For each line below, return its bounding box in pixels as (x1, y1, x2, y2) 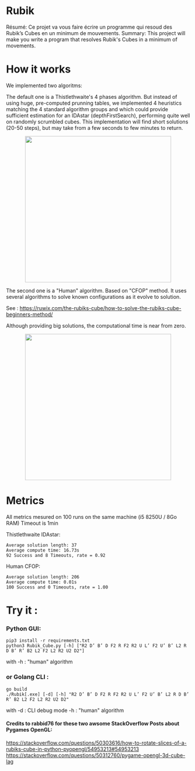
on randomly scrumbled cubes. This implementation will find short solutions (6, 118, 189, 125)
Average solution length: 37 (6, 542, 77, 548)
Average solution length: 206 (6, 574, 80, 580)
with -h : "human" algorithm (6, 658, 73, 665)
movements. (6, 42, 36, 49)
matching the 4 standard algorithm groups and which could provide (6, 105, 168, 112)
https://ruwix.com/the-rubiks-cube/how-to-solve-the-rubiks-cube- (19, 304, 182, 311)
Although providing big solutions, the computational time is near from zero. (6, 322, 186, 329)
